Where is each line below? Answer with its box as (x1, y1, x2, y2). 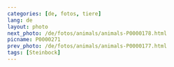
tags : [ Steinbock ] (7, 50, 61, 57)
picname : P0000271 (7, 36, 61, 43)
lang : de (7, 17, 33, 24)
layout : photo (7, 23, 49, 30)
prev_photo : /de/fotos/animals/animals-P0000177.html (7, 43, 168, 50)
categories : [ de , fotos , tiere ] (7, 10, 101, 17)
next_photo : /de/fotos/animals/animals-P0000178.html (7, 29, 168, 37)
